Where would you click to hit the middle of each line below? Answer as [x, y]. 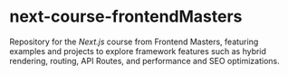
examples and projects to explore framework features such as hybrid [138, 51]
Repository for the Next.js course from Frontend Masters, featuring [134, 42]
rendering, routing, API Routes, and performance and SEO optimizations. [145, 61]
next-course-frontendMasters [126, 17]
